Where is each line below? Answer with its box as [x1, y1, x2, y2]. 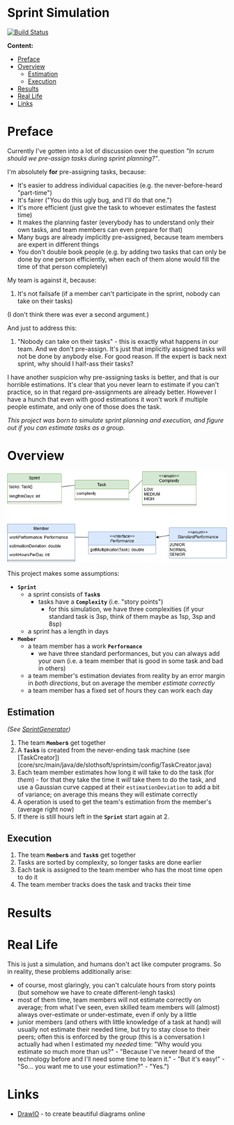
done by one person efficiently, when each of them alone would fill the [17, 255, 220, 263]
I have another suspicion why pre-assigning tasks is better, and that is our [7, 372, 219, 381]
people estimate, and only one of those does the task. [7, 402, 162, 411]
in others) [38, 663, 66, 672]
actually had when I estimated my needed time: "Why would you [17, 1039, 202, 1048]
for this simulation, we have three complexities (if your [48, 604, 204, 613]
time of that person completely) [17, 262, 108, 271]
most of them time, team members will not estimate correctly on [17, 996, 201, 1004]
